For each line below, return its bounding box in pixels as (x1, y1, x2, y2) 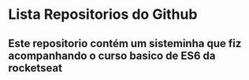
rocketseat (8, 61, 63, 75)
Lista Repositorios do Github (8, 5, 198, 24)
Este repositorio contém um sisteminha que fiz (8, 37, 242, 50)
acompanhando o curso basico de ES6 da (8, 49, 216, 62)
